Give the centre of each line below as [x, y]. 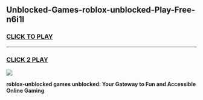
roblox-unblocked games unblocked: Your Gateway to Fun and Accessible [101, 84]
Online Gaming [25, 90]
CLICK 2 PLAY [27, 59]
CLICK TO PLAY [30, 37]
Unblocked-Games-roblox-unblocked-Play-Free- [101, 10]
